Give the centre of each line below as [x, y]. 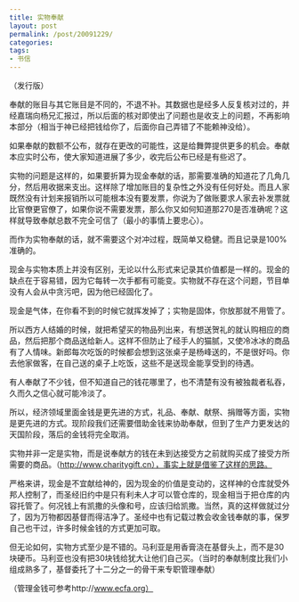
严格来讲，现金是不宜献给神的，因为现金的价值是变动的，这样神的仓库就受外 [149, 483]
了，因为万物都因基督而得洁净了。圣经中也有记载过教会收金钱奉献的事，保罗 [149, 517]
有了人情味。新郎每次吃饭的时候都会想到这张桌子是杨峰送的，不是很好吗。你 [149, 352]
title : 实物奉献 [36, 17]
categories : [31, 42]
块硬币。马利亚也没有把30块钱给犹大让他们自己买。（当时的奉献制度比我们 [145, 558]
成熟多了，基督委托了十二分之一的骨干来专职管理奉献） [118, 569]
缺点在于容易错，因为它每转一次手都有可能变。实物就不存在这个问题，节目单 [149, 280]
